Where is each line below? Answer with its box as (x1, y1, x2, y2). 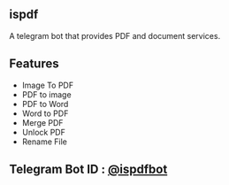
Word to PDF (21, 108, 69, 119)
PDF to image (21, 89, 73, 100)
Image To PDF (21, 80, 73, 90)
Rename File (21, 136, 68, 147)
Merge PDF (21, 117, 64, 127)
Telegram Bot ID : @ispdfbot (9, 162, 168, 177)
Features (9, 57, 59, 72)
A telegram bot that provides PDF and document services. (9, 30, 221, 41)
